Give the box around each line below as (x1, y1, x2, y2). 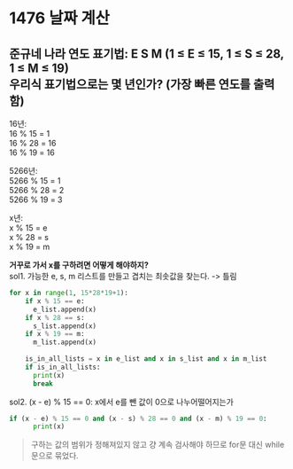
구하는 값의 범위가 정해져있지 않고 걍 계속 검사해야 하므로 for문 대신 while (30, 440, 285, 450)
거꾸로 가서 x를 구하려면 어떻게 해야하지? (9, 260, 149, 270)
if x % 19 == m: (25, 330, 86, 339)
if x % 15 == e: (25, 296, 86, 306)
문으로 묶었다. (30, 450, 80, 461)
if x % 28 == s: (25, 313, 86, 322)
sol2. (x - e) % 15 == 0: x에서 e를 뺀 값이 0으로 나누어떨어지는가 (9, 396, 235, 407)
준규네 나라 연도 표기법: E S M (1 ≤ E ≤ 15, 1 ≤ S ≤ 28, (9, 46, 285, 61)
